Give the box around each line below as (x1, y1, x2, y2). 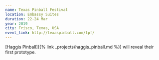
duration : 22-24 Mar (5, 16, 48, 21)
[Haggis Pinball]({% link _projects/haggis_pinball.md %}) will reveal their (5, 44, 154, 50)
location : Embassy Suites (5, 12, 59, 17)
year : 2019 (5, 21, 28, 26)
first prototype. (5, 49, 36, 55)
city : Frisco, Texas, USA (5, 26, 59, 31)
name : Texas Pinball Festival (5, 7, 68, 12)
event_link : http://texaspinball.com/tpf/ (5, 30, 95, 35)
